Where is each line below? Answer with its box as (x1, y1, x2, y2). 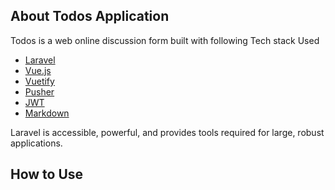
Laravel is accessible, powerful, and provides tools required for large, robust (10, 126, 325, 138)
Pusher (24, 85, 55, 98)
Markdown (24, 107, 70, 119)
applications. (10, 137, 63, 149)
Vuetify (24, 75, 55, 87)
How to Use (10, 166, 84, 183)
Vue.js (24, 64, 52, 76)
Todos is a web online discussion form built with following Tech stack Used (10, 34, 320, 46)
